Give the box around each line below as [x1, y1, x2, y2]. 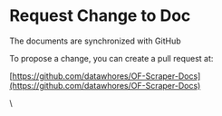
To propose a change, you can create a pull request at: [9, 53, 214, 63]
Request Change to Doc [9, 5, 191, 26]
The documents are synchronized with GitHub [9, 35, 181, 46]
